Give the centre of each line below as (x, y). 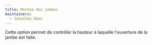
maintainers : (18, 14)
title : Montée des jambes (31, 9)
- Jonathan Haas (26, 18)
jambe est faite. (21, 37)
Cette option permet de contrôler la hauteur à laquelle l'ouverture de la (76, 32)
